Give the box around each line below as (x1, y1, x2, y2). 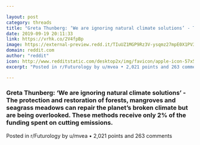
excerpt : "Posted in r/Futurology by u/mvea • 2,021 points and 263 (6, 64, 180, 70)
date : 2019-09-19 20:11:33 (6, 30, 73, 36)
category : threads (6, 19, 52, 26)
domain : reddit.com (6, 47, 55, 54)
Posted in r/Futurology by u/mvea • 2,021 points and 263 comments (6, 132, 173, 139)
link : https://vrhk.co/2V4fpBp (6, 36, 84, 42)
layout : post (6, 14, 39, 20)
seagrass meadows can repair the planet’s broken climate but (6, 104, 189, 112)
